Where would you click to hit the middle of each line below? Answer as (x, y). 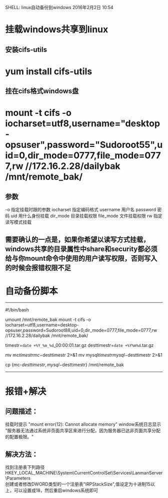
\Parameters (18, 478)
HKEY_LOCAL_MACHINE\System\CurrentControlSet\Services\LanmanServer (84, 473)
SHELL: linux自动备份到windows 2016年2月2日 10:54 (59, 7)
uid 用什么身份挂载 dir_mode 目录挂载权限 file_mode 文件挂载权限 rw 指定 (86, 216)
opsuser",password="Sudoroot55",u (84, 145)
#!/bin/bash (17, 310)
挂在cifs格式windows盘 (42, 91)
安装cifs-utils (26, 49)
